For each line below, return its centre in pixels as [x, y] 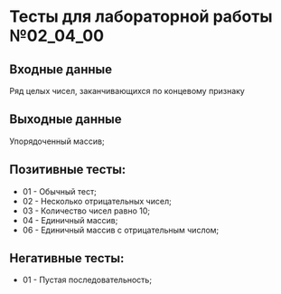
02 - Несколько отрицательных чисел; [97, 201]
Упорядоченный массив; [57, 141]
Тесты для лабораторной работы [141, 17]
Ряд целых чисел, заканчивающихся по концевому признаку [127, 91]
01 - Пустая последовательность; [87, 280]
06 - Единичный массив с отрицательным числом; [121, 230]
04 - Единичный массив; [70, 220]
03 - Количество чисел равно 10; [86, 211]
